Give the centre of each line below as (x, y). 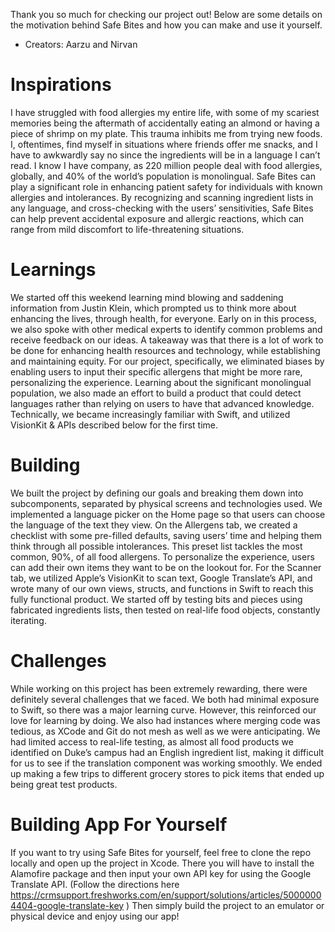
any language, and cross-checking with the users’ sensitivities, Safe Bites (162, 208)
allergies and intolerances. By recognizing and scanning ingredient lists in (162, 197)
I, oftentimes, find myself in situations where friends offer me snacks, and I (164, 144)
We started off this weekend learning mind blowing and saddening (147, 297)
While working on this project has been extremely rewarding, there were (159, 688)
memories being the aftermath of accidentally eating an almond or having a (165, 123)
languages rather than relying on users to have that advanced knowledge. (162, 403)
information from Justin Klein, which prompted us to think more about (153, 308)
